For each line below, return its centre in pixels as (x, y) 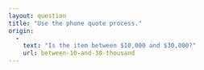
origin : (21, 31)
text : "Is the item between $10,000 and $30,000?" (110, 46)
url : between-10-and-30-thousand (79, 53)
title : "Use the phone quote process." (75, 23)
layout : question (37, 16)
